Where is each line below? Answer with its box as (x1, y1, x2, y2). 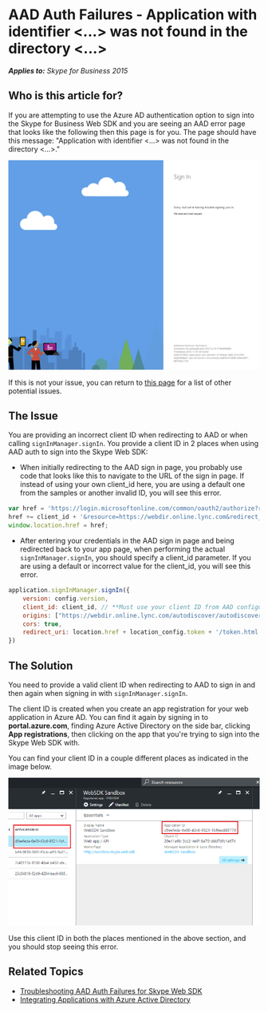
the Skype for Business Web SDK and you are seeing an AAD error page (8, 118, 246, 128)
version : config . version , (22, 595, 109, 603)
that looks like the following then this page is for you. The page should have (8, 127, 257, 136)
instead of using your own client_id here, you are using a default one (19, 480, 246, 489)
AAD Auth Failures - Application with (8, 6, 258, 24)
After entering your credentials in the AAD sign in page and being (19, 536, 235, 546)
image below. (8, 761, 52, 771)
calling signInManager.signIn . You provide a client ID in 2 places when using (8, 439, 259, 449)
